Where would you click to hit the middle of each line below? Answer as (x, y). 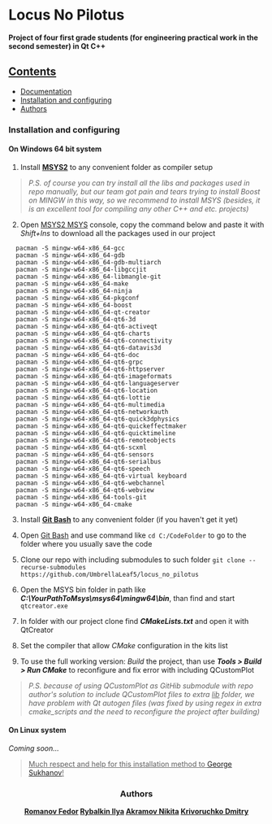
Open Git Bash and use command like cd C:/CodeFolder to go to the (133, 535)
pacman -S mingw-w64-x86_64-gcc (71, 248)
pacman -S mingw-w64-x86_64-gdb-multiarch (89, 262)
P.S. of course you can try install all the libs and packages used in (139, 183)
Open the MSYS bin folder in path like (83, 589)
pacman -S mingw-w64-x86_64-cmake (74, 504)
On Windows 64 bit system (55, 149)
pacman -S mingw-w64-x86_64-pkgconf (78, 298)
